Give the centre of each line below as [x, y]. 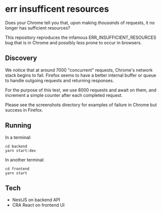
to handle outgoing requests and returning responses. [60, 80]
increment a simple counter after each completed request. [64, 95]
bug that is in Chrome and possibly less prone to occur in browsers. [74, 42]
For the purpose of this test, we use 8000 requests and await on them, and [81, 90]
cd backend [16, 146]
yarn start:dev [21, 151]
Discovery [21, 58]
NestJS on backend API [36, 200]
